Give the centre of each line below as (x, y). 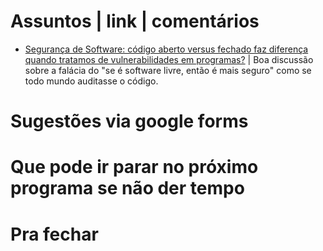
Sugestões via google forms (129, 121)
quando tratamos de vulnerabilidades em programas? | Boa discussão (169, 59)
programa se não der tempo (127, 188)
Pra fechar (54, 234)
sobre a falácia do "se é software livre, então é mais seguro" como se (168, 70)
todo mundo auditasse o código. (91, 81)
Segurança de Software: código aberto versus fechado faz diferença (166, 49)
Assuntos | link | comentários (135, 21)
